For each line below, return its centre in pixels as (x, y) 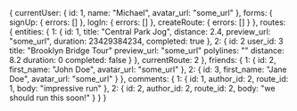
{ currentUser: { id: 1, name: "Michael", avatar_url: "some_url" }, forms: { (141, 13)
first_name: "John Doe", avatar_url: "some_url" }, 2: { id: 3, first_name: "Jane (148, 69)
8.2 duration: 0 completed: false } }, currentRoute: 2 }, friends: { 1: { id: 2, (143, 60)
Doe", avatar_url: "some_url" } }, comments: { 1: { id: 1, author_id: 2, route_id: (149, 79)
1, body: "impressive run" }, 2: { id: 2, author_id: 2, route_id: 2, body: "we (142, 88)
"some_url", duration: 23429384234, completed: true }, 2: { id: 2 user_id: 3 (146, 41)
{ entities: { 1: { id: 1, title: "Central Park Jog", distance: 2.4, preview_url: (140, 32)
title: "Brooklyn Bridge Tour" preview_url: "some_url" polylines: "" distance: (147, 51)
